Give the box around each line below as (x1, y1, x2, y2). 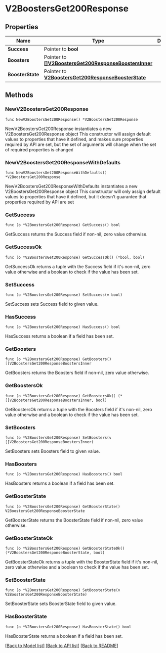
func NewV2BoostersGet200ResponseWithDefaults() (5, 170, 107, 175)
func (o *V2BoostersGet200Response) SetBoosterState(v (5, 588, 121, 593)
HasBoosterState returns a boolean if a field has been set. (5, 633, 123, 639)
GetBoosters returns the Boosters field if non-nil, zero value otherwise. (5, 370, 149, 376)
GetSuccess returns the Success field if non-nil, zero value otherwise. (5, 231, 148, 237)
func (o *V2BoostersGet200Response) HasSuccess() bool (5, 325, 121, 329)
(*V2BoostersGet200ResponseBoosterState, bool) (5, 550, 105, 555)
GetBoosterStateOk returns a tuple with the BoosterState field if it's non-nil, (5, 559, 159, 564)
